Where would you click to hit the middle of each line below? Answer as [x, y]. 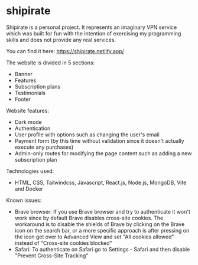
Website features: [27, 110]
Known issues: [24, 200]
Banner [23, 74]
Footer [23, 99]
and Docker [29, 189]
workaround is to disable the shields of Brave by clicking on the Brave [100, 224]
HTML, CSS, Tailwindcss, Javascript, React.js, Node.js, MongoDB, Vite [100, 182]
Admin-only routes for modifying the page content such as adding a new [103, 153]
